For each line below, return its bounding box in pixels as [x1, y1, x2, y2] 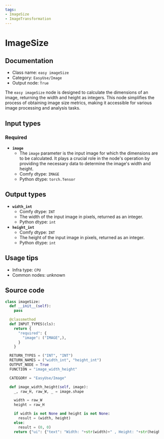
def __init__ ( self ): [9, 304, 51, 308]
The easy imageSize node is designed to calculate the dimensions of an [5, 89, 148, 95]
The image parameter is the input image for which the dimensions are [19, 150, 158, 156]
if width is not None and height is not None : [14, 411, 110, 416]
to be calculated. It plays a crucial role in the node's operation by [19, 155, 150, 161]
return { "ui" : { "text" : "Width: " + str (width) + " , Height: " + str [14, 429, 147, 434]
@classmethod [9, 317, 36, 322]
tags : [5, 7, 16, 12]
